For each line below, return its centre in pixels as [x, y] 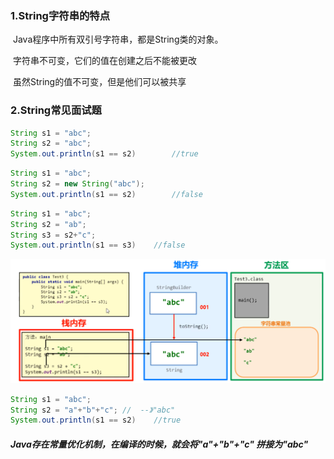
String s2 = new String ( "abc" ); [77, 184]
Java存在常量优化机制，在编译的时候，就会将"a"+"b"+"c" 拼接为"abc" [159, 444]
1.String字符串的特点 [60, 15]
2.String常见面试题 [56, 110]
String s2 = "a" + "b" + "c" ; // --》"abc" [93, 410]
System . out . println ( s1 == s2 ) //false [106, 194]
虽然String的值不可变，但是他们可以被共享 [99, 82]
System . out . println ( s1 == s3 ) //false [98, 245]
